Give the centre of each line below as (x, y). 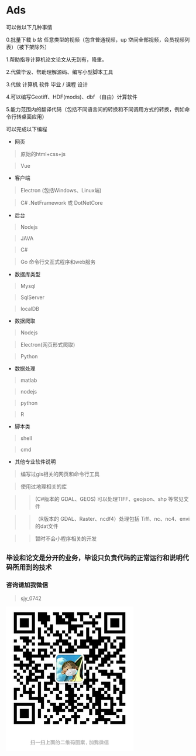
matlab (29, 380)
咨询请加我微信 (27, 585)
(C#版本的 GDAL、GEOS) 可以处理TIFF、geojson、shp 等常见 (109, 499)
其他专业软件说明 (35, 462)
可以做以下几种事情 (29, 27)
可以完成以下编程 (27, 129)
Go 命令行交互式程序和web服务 (58, 262)
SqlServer (32, 297)
